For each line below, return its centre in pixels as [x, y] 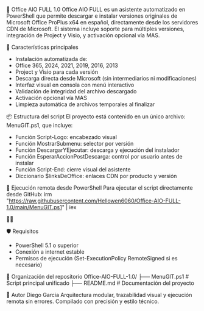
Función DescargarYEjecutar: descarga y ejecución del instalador [97, 150]
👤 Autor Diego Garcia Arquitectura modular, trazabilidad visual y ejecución [99, 295]
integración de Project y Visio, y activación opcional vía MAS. [83, 35]
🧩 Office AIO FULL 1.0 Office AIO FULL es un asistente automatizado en [96, 9]
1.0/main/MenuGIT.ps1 [34, 207]
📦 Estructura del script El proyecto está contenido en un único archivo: [96, 116]
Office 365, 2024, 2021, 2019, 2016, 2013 [67, 65]
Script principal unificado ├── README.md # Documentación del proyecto [100, 283]
